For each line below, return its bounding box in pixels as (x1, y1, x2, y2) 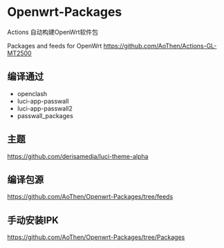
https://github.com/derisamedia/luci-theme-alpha (7, 152, 149, 160)
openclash (17, 89, 48, 97)
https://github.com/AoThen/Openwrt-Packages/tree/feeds (7, 193, 174, 201)
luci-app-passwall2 (17, 104, 73, 113)
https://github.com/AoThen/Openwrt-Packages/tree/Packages (7, 233, 185, 242)
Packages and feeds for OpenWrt (7, 41, 102, 50)
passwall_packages (17, 111, 74, 120)
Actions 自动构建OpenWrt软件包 (7, 28, 99, 36)
